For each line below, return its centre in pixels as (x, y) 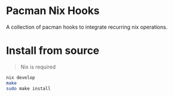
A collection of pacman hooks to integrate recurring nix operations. (87, 27)
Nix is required (38, 67)
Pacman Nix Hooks (53, 11)
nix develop (20, 77)
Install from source (53, 51)
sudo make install (28, 88)
